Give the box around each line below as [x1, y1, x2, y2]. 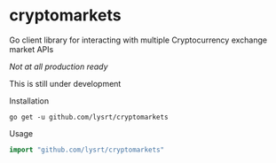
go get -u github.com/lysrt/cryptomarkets [9, 113, 169, 121]
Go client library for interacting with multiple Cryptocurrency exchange [9, 35, 268, 45]
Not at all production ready [9, 61, 108, 72]
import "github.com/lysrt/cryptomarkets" [9, 145, 165, 154]
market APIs [9, 43, 54, 54]
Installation [9, 95, 50, 106]
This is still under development [9, 78, 122, 89]
